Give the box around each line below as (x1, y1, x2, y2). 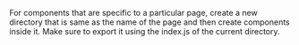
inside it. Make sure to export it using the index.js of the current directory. (9, 26, 280, 36)
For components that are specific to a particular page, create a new (9, 8, 258, 18)
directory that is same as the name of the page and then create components (9, 17, 291, 27)
